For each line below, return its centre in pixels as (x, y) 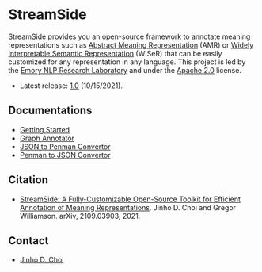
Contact (28, 241)
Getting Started (44, 129)
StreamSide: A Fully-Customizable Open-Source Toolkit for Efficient (130, 199)
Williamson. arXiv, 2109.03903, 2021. (80, 216)
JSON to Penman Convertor (65, 146)
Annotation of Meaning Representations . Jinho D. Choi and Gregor (127, 207)
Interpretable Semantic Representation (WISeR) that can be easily (115, 53)
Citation (28, 180)
